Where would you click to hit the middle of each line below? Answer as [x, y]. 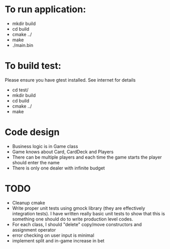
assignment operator [34, 230]
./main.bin [23, 45]
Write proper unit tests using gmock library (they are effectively [79, 208]
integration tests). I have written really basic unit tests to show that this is [89, 213]
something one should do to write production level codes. [73, 219]
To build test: [33, 66]
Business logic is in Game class [45, 146]
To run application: [45, 9]
